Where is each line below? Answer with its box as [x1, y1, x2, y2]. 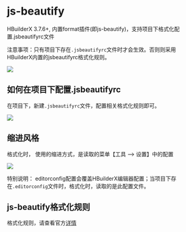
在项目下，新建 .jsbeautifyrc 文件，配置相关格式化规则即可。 [7, 102, 160, 109]
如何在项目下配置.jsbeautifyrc [7, 84, 121, 95]
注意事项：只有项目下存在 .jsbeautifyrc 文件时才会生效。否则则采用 [7, 46, 176, 53]
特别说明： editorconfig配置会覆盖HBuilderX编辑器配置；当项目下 [7, 175, 171, 182]
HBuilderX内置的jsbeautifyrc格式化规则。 [7, 53, 110, 60]
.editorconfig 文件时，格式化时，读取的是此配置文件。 [12, 182, 150, 190]
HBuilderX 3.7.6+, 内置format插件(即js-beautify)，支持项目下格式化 [7, 25, 174, 32]
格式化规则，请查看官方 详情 [7, 219, 77, 227]
